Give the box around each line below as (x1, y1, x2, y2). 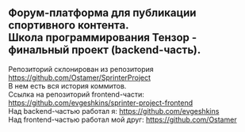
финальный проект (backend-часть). (8, 43, 201, 57)
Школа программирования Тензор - (8, 31, 197, 44)
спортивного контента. (8, 19, 129, 32)
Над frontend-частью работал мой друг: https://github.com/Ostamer (8, 115, 237, 124)
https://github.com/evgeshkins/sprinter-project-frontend (8, 98, 193, 107)
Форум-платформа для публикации (8, 6, 197, 20)
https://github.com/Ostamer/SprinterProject (8, 73, 151, 82)
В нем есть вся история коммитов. (8, 81, 127, 90)
